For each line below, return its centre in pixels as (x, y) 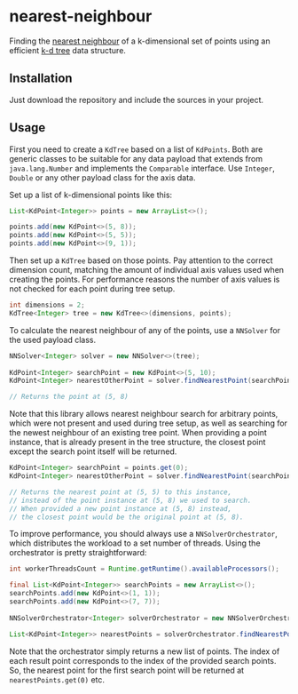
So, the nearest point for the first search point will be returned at (127, 670)
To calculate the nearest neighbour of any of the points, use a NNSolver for (145, 330)
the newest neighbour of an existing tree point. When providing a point (138, 433)
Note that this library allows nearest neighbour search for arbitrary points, (144, 414)
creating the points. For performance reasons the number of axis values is (145, 279)
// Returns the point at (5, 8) (69, 397)
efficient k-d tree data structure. (68, 50)
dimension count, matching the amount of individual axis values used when (147, 270)
